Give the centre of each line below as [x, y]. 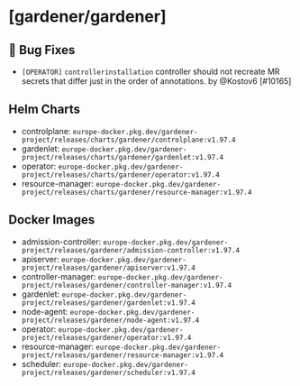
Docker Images [52, 220]
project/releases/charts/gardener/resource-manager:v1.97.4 [136, 192]
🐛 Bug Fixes [42, 50]
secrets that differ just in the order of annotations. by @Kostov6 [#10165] [156, 81]
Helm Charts [45, 110]
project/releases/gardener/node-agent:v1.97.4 [110, 320]
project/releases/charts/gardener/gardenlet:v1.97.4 [123, 157]
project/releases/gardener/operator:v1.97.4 [106, 337]
